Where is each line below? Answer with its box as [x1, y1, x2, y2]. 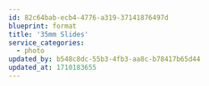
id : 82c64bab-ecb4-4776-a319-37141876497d [8, 13, 169, 22]
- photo [16, 47, 46, 56]
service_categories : [8, 38, 86, 47]
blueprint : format [8, 21, 77, 30]
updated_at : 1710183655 [8, 64, 97, 73]
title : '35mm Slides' [8, 30, 89, 39]
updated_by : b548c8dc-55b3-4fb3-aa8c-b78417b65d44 [8, 55, 201, 64]
